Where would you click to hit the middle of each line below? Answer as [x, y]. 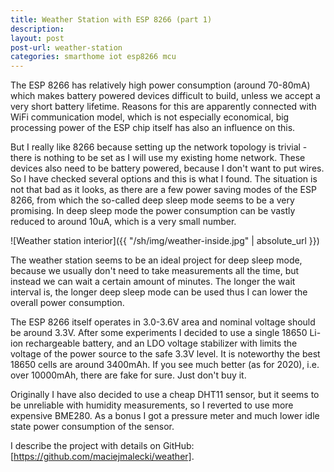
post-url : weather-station [66, 47]
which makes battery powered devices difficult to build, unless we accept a [165, 96]
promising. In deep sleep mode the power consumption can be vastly [153, 211]
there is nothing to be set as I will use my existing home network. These [158, 158]
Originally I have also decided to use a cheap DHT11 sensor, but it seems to [165, 395]
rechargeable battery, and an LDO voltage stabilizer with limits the [161, 343]
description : [37, 29]
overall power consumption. [67, 303]
